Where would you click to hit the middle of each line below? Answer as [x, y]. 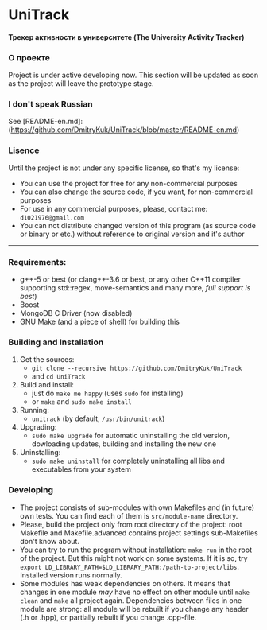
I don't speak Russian [50, 104]
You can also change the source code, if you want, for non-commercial [136, 192]
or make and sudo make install [82, 402]
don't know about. [49, 541]
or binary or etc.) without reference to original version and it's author [132, 234]
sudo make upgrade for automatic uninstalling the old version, [131, 436]
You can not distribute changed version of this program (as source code [138, 225]
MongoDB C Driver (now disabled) [76, 313]
